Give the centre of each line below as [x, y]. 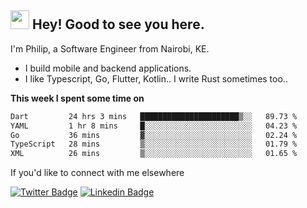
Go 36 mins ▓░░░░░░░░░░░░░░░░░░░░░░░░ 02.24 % [154, 135]
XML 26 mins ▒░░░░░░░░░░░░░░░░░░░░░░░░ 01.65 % [154, 154]
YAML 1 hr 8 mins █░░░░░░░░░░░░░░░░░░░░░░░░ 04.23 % [154, 126]
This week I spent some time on [77, 98]
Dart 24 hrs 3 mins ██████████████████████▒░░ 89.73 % [154, 116]
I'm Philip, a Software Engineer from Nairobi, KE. [110, 48]
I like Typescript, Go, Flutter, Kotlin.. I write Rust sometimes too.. [156, 78]
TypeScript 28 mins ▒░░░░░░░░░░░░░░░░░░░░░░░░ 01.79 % [154, 144]
